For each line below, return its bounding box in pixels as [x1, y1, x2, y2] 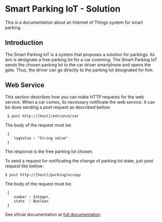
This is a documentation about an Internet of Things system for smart [5, 19, 144, 25]
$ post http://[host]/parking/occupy [5, 172, 81, 177]
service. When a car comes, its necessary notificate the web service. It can [5, 99, 155, 105]
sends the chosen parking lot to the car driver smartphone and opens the [5, 62, 151, 67]
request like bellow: [5, 163, 44, 169]
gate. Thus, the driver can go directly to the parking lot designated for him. [5, 67, 154, 73]
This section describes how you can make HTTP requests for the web [5, 94, 144, 100]
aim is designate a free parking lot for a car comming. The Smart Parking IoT [5, 57, 157, 63]
